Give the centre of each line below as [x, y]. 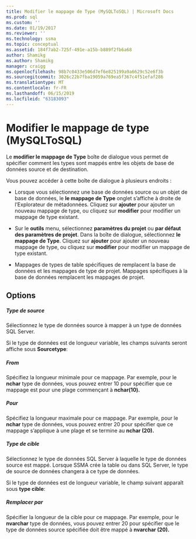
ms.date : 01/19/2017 [31, 28]
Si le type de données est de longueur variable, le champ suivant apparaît [95, 483]
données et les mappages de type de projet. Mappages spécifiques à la [101, 271]
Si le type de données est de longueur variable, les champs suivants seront [97, 343]
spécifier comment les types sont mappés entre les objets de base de [90, 163]
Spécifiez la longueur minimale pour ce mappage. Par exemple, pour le [92, 377]
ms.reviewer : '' [26, 33]
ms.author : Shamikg [30, 60]
